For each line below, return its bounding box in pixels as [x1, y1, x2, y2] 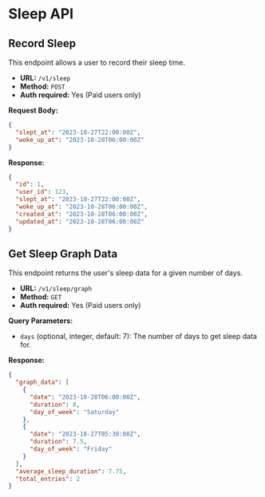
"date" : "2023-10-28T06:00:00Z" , [29, 392, 141, 401]
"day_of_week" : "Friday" [29, 445, 113, 453]
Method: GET [19, 292, 62, 302]
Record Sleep [8, 37, 77, 50]
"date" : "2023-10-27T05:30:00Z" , [29, 430, 141, 439]
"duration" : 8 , [29, 400, 81, 408]
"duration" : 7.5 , [29, 438, 88, 446]
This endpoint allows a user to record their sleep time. [8, 57, 186, 67]
